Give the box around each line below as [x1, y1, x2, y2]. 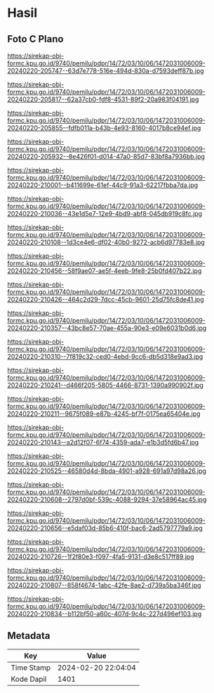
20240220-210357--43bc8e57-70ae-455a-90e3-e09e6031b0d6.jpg [7, 324, 207, 332]
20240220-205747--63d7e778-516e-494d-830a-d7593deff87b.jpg [7, 67, 205, 75]
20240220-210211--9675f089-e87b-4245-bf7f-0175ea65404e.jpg [7, 409, 201, 418]
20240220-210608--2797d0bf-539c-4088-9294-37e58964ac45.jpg [7, 495, 207, 504]
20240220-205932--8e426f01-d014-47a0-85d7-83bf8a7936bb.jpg [7, 153, 206, 160]
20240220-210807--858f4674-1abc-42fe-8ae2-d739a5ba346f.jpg [7, 581, 201, 589]
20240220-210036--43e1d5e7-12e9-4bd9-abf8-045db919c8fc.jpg [7, 210, 202, 217]
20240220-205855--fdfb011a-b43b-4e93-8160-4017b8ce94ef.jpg [7, 124, 201, 132]
